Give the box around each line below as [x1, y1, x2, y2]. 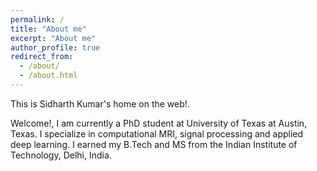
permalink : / [10, 14, 65, 25]
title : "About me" [10, 24, 87, 34]
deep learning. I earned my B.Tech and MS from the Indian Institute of [10, 138, 298, 150]
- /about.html [19, 71, 78, 81]
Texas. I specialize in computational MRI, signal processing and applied [10, 127, 304, 140]
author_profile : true [10, 42, 101, 53]
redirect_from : [10, 52, 74, 62]
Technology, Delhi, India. [10, 149, 112, 161]
